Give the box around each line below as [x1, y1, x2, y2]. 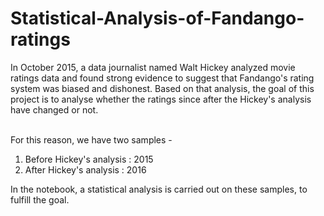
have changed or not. [10, 103, 99, 116]
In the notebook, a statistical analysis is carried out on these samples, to [10, 183, 308, 195]
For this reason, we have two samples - [10, 133, 173, 146]
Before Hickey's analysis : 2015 [24, 153, 154, 165]
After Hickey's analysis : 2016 [24, 163, 147, 176]
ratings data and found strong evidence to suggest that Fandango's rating [10, 72, 315, 84]
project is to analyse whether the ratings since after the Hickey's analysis [10, 93, 312, 105]
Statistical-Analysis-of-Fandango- [10, 7, 305, 30]
